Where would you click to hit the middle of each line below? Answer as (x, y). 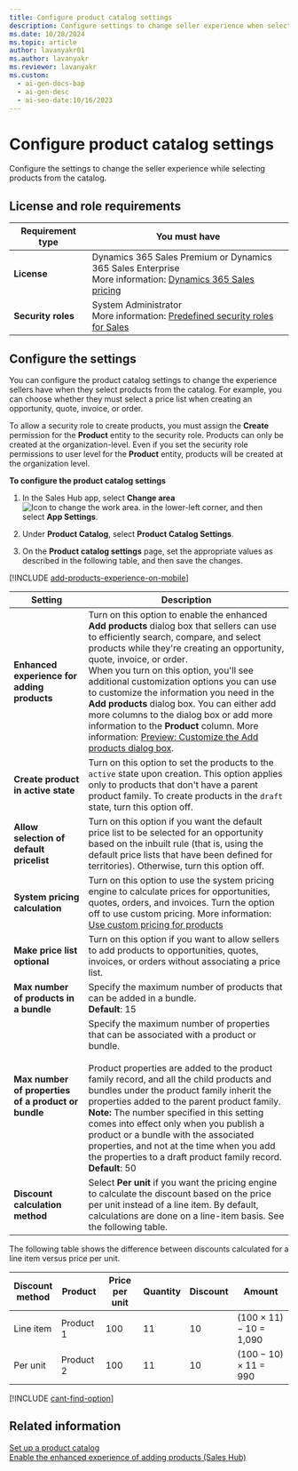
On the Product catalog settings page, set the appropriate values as (147, 551)
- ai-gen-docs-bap (51, 84)
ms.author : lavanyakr (49, 59)
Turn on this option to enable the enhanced (178, 614)
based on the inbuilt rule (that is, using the (176, 843)
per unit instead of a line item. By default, (173, 1204)
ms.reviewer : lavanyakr (53, 68)
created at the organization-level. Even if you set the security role (129, 444)
